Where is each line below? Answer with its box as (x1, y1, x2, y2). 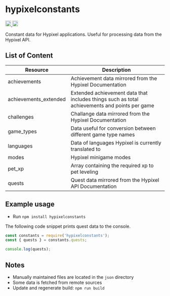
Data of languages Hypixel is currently (70, 139, 162, 146)
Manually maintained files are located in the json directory (12, 274, 134, 280)
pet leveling (70, 168, 99, 175)
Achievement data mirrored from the (70, 75, 157, 82)
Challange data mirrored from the (70, 110, 150, 117)
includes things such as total (70, 95, 139, 103)
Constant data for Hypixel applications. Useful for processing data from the (5, 31, 162, 37)
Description (102, 66, 131, 73)
